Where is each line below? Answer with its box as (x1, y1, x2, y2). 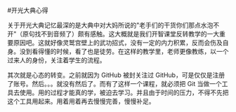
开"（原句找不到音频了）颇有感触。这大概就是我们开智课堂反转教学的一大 (7, 30, 220, 38)
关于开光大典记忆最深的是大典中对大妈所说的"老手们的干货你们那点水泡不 (7, 21, 220, 29)
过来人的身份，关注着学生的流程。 (7, 56, 106, 64)
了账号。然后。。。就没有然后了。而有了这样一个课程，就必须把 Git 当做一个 (7, 80, 223, 87)
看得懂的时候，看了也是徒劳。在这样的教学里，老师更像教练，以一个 (31, 48, 229, 55)
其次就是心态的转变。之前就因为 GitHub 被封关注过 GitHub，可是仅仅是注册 (7, 71, 225, 79)
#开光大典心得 (7, 6, 48, 14)
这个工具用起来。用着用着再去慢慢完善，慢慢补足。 (7, 97, 155, 105)
